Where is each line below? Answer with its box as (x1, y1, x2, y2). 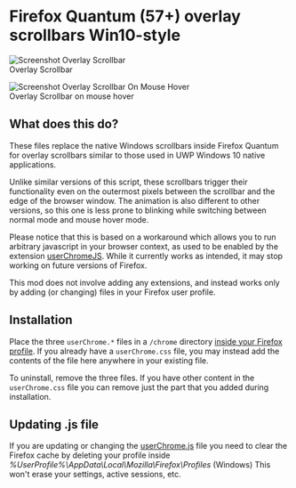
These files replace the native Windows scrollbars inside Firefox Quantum (9, 140, 279, 150)
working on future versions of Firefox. (9, 260, 148, 271)
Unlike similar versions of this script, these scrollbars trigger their (9, 176, 248, 187)
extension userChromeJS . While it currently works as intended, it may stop (9, 250, 283, 261)
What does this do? (9, 117, 119, 132)
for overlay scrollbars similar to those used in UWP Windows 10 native (9, 150, 266, 160)
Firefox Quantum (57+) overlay (9, 6, 242, 27)
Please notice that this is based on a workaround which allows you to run (9, 232, 277, 242)
